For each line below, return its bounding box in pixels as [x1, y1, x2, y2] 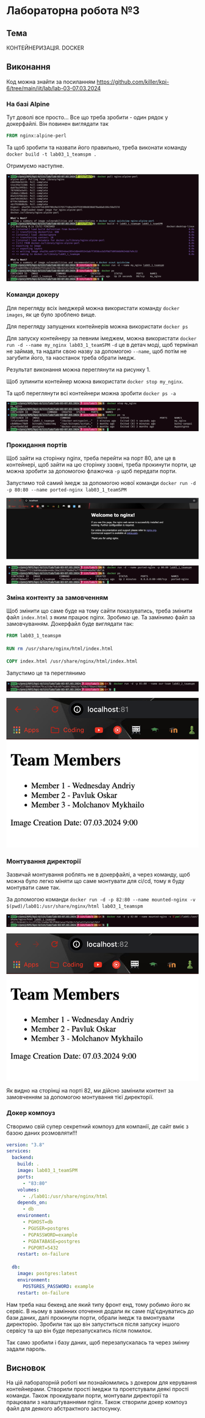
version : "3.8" [6, 1141, 45, 1148]
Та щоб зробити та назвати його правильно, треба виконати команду [6, 144, 187, 151]
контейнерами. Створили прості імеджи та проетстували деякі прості [6, 1386, 189, 1393]
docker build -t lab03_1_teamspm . [6, 151, 97, 158]
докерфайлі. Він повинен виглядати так [6, 120, 109, 128]
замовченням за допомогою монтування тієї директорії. [6, 1094, 154, 1101]
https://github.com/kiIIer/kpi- [96, 78, 170, 85]
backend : [12, 1155, 34, 1161]
